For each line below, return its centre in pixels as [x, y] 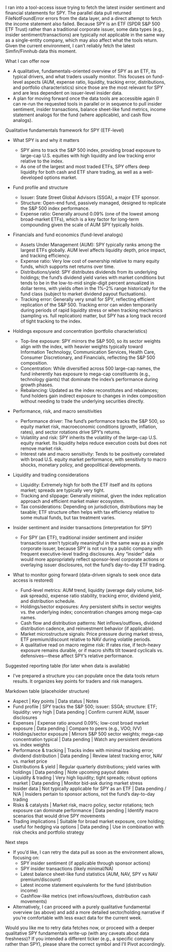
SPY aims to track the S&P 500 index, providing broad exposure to [90, 150]
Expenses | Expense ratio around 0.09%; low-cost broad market [81, 723]
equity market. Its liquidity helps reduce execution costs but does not [93, 443]
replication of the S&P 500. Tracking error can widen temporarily [89, 305]
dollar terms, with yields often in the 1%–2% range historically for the [93, 288]
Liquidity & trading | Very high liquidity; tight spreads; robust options [85, 778]
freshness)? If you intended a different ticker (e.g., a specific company [80, 939]
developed [32, 177]
